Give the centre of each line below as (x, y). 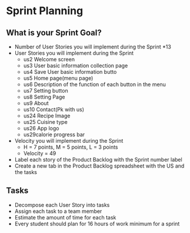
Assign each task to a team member (58, 211)
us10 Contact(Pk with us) (54, 109)
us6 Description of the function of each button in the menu (95, 84)
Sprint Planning (45, 11)
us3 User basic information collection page (76, 65)
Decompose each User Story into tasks (62, 205)
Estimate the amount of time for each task (65, 217)
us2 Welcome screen (49, 59)
